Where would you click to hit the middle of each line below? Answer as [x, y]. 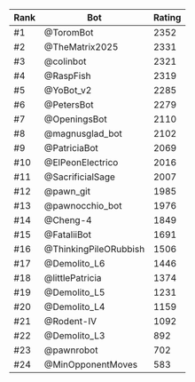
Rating [168, 17]
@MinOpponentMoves [91, 365]
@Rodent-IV [70, 321]
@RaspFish [67, 76]
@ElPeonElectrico [81, 162]
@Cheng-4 [68, 220]
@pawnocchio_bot [83, 206]
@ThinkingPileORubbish [94, 249]
